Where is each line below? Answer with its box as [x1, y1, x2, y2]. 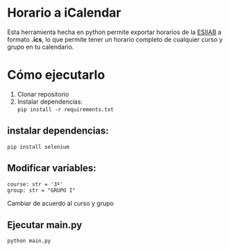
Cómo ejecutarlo [7, 67, 105, 83]
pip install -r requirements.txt [17, 106, 114, 113]
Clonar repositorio [17, 90, 69, 98]
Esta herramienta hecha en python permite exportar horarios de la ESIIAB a [7, 28, 222, 36]
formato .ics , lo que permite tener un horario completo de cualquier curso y [7, 35, 223, 43]
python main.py [7, 238, 51, 245]
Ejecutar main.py [7, 219, 82, 231]
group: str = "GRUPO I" [7, 186, 76, 194]
